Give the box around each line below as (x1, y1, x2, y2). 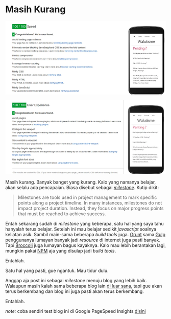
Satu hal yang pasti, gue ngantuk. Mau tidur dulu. (5, 267, 109, 274)
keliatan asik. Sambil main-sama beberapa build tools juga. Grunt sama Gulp (5, 232, 166, 238)
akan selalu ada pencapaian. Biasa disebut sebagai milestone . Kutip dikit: (5, 185, 159, 191)
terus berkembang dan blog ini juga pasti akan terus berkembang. (5, 288, 144, 294)
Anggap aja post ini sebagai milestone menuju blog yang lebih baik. (5, 278, 147, 284)
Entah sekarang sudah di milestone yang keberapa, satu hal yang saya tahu (5, 221, 164, 227)
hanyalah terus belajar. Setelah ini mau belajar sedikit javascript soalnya (5, 226, 157, 232)
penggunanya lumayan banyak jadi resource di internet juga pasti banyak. (5, 237, 161, 243)
